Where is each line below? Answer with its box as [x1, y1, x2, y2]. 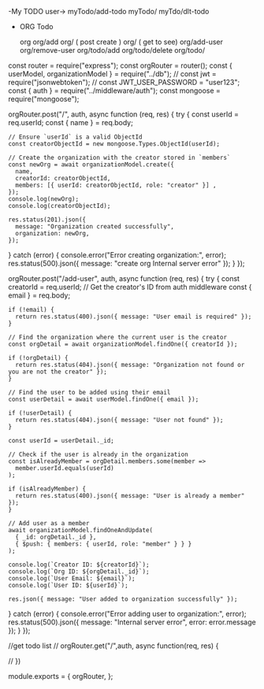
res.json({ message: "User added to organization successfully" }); [8, 595, 238, 603]
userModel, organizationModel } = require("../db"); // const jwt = [8, 69, 217, 78]
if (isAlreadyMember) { [8, 485, 87, 493]
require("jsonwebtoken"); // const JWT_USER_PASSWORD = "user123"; [8, 78, 240, 87]
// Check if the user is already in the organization [8, 450, 189, 458]
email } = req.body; [8, 291, 71, 300]
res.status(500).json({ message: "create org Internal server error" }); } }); [8, 259, 246, 268]
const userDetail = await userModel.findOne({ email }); [8, 395, 199, 403]
